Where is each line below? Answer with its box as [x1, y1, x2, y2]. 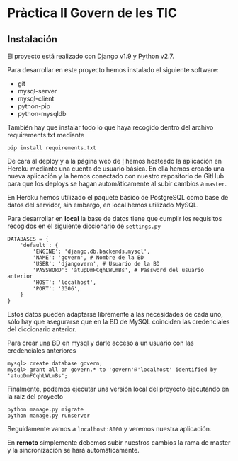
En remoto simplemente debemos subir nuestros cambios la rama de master [7, 438, 231, 447]
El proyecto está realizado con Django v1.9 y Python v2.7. [7, 52, 175, 60]
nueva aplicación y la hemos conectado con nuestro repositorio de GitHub [7, 172, 225, 180]
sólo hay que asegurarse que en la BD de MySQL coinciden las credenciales [7, 317, 230, 326]
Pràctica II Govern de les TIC [7, 5, 177, 21]
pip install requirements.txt [7, 144, 97, 152]
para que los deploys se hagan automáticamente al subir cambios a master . [7, 179, 227, 188]
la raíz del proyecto [7, 392, 64, 401]
